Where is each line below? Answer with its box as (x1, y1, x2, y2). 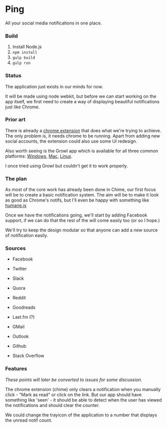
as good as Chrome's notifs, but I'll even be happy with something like (5, 197, 150, 203)
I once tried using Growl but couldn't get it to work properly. (5, 163, 128, 169)
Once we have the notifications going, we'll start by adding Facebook (5, 212, 148, 218)
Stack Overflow (12, 353, 45, 359)
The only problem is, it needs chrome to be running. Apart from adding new (5, 133, 161, 139)
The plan (5, 175, 27, 182)
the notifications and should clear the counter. (5, 402, 100, 408)
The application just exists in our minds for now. (5, 83, 103, 89)
